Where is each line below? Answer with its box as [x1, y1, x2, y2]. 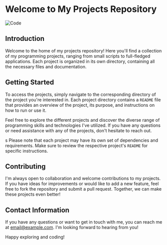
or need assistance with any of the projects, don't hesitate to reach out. [5, 127, 152, 133]
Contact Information [5, 206, 70, 214]
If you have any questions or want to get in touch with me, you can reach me [5, 219, 163, 225]
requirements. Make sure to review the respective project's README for [5, 142, 148, 148]
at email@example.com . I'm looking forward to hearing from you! [5, 225, 139, 231]
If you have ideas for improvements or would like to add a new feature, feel [5, 181, 159, 187]
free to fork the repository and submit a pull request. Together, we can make [5, 186, 162, 192]
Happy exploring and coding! [5, 234, 65, 240]
